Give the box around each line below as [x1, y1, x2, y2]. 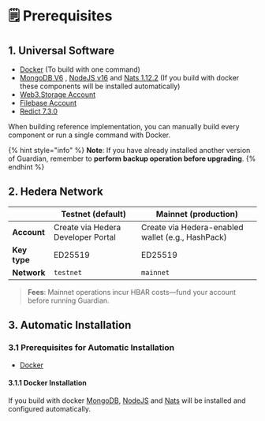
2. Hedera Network [8, 185, 104, 199]
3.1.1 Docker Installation [8, 378, 87, 388]
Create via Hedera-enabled [140, 222, 244, 233]
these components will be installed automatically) [19, 81, 181, 91]
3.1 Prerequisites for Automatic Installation [8, 342, 175, 353]
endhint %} [8, 162, 45, 171]
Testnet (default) [61, 208, 126, 219]
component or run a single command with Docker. [8, 130, 171, 140]
